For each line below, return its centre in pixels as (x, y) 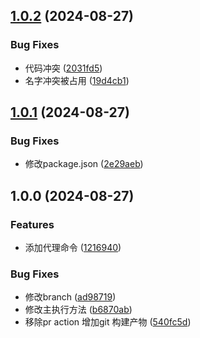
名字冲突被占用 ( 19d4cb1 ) (77, 80)
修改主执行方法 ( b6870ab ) (78, 310)
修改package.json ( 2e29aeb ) (84, 164)
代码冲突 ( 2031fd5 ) (63, 68)
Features (32, 224)
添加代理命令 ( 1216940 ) (73, 248)
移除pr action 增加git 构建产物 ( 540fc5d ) (108, 322)
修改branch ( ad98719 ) (70, 297)
